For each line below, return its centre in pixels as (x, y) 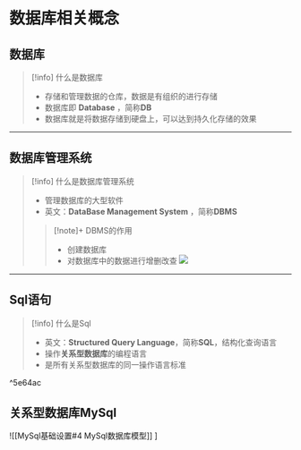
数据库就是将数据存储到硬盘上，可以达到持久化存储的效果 (150, 119)
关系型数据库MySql (63, 413)
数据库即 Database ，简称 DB (98, 107)
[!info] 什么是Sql (61, 323)
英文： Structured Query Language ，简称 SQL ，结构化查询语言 (161, 342)
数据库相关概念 (64, 18)
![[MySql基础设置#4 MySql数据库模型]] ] (84, 436)
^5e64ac (26, 382)
